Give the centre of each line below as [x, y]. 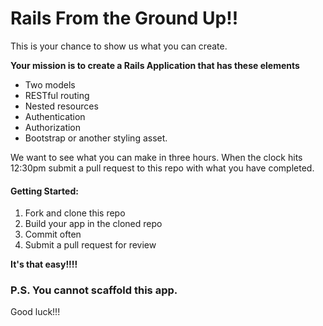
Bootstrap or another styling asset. [96, 138]
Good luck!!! [35, 312]
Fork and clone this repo [75, 213]
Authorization [53, 127]
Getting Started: [44, 191]
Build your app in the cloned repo [93, 224]
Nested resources [61, 106]
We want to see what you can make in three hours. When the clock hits [156, 157]
